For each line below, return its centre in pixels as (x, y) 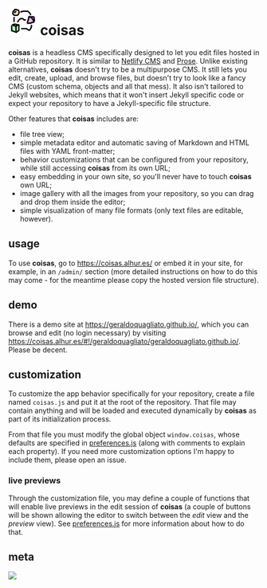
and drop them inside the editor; (73, 202)
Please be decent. (38, 350)
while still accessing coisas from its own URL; (95, 168)
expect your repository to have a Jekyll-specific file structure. (110, 103)
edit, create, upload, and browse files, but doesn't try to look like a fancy (127, 77)
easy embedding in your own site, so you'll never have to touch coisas (136, 176)
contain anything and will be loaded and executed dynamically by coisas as (132, 411)
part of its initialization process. (60, 419)
